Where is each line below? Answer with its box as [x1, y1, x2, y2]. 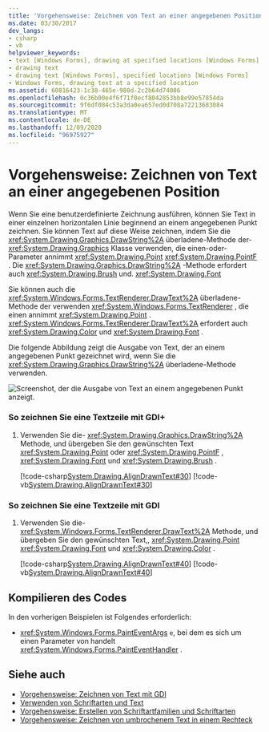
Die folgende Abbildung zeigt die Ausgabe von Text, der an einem [8, 342, 226, 352]
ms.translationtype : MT [8, 109, 88, 117]
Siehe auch [8, 668, 66, 681]
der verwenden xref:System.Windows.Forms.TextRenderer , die [39, 301, 250, 311]
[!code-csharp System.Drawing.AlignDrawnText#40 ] [19, 559, 192, 569]
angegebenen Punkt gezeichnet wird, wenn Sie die [8, 350, 176, 361]
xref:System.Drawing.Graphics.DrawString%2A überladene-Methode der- [8, 234, 252, 245]
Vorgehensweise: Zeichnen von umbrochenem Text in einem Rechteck [19, 714, 253, 724]
